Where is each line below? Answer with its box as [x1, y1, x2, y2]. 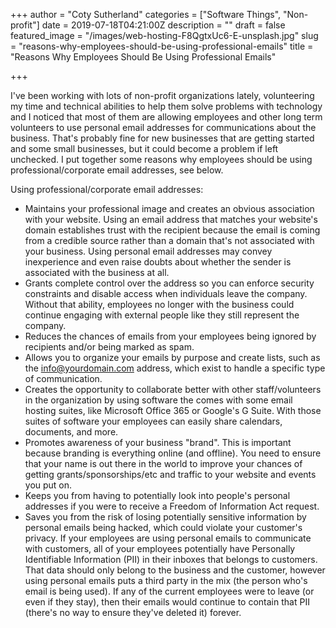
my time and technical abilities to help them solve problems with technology [10, 100, 323, 112]
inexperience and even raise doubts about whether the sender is [24, 256, 292, 268]
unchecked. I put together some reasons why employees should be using [10, 154, 313, 165]
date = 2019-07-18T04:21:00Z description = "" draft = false [41, 19, 286, 31]
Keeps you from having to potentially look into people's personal [24, 490, 291, 501]
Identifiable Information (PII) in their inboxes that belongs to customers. [24, 554, 318, 565]
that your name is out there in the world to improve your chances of [24, 458, 303, 469]
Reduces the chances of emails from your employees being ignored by [24, 330, 317, 342]
